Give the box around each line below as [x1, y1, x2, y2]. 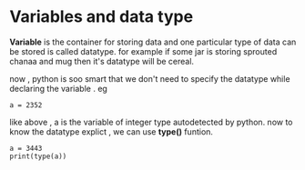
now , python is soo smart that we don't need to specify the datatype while [9, 73, 290, 84]
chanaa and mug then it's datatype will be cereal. [9, 55, 194, 66]
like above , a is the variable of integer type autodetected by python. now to [9, 116, 293, 127]
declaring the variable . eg [9, 83, 107, 94]
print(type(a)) [9, 152, 67, 161]
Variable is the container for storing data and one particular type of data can [9, 36, 297, 47]
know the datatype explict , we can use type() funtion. [9, 125, 214, 137]
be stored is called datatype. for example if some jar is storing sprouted [9, 45, 278, 56]
